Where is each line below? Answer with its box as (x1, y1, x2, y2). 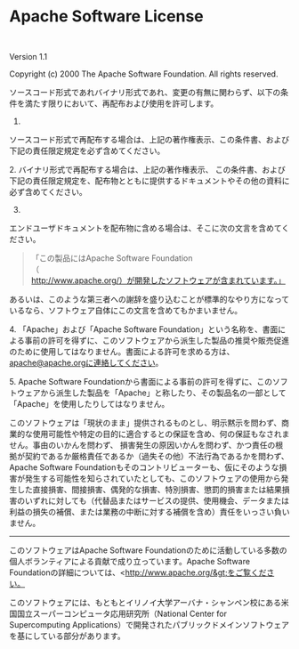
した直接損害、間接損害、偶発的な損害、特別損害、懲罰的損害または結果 (16, 483, 282, 495)
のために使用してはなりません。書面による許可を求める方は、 (9, 345, 235, 357)
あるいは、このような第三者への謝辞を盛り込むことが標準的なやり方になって (9, 294, 290, 304)
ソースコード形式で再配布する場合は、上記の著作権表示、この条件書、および (9, 134, 290, 144)
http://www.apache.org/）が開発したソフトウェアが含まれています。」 (30, 274, 287, 286)
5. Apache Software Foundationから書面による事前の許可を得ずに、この (9, 376, 273, 386)
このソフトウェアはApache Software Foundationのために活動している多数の (9, 545, 287, 556)
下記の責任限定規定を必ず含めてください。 (9, 145, 166, 156)
